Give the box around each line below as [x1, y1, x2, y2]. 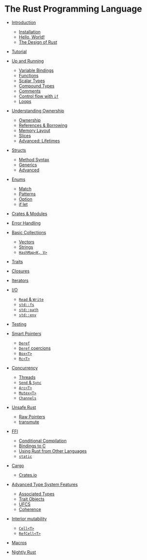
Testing [11, 321, 27, 327]
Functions [18, 72, 39, 78]
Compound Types [18, 83, 55, 88]
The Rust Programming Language [4, 3, 142, 15]
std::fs [18, 302, 34, 307]
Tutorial [11, 49, 27, 54]
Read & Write [18, 296, 44, 302]
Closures [11, 268, 30, 274]
